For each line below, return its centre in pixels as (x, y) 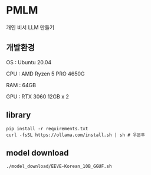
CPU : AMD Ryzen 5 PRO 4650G (45, 74)
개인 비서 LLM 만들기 (30, 27)
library (19, 115)
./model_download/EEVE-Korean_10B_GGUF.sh (59, 166)
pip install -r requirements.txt (47, 128)
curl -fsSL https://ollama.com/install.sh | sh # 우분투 (76, 135)
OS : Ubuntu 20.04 (29, 62)
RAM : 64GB (21, 85)
